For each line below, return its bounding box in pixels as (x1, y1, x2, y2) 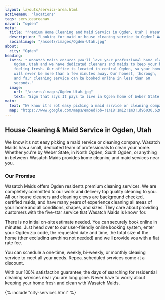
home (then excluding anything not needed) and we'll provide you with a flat (5, 235, 160, 240)
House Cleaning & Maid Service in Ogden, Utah (5, 126, 152, 134)
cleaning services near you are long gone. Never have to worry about (5, 274, 146, 280)
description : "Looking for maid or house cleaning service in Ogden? (9, 35, 155, 40)
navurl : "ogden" (5, 21, 38, 26)
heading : (5, 53, 23, 58)
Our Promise (5, 172, 36, 179)
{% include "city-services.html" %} (5, 289, 76, 295)
